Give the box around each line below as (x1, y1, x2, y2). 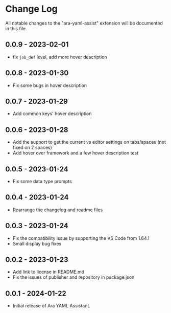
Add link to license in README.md (12, 269, 85, 275)
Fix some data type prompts (12, 178, 72, 184)
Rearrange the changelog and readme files (12, 207, 103, 213)
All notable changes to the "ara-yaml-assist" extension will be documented (5, 20, 163, 26)
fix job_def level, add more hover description (12, 54, 107, 60)
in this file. (5, 25, 27, 31)
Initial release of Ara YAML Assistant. (12, 303, 91, 309)
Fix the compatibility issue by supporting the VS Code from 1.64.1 (12, 235, 150, 241)
